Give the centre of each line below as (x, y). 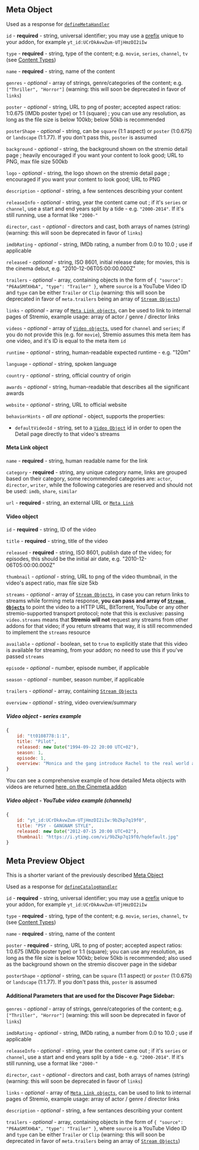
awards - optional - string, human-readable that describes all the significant (98, 387)
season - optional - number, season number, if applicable (76, 680)
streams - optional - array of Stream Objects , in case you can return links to (98, 595)
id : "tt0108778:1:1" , (43, 736)
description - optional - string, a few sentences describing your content (94, 191)
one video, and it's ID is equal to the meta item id (66, 340)
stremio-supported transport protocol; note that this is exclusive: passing (95, 614)
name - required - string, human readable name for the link (77, 461)
